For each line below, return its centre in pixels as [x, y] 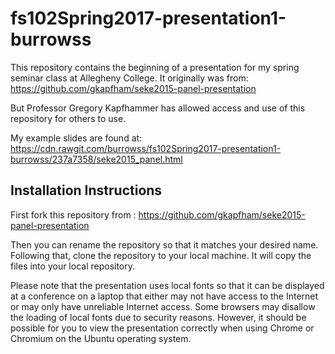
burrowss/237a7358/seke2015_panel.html [96, 159]
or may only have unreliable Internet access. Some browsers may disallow [163, 306]
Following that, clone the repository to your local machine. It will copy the [161, 255]
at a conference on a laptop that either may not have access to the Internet [164, 296]
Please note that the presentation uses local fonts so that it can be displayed [167, 285]
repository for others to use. [68, 118]
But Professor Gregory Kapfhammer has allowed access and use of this [158, 108]
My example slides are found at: [76, 138]
